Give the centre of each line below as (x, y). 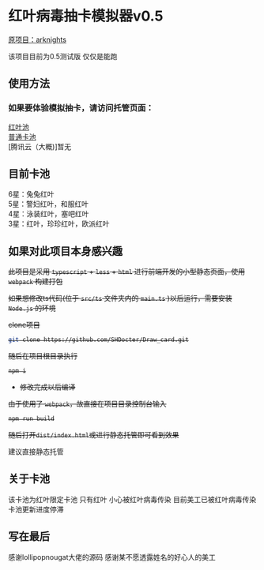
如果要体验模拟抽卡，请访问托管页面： (81, 108)
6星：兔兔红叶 (31, 194)
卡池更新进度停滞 (36, 509)
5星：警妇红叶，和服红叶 (49, 204)
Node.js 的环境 (32, 308)
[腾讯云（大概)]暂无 (40, 146)
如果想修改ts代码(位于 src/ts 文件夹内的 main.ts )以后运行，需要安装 (120, 298)
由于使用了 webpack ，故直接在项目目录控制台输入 (88, 404)
